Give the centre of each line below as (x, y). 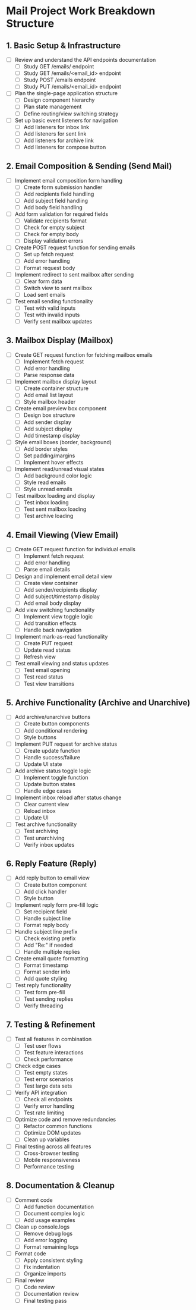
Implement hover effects (53, 462)
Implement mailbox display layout (56, 382)
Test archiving (41, 831)
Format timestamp (46, 965)
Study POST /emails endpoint (60, 80)
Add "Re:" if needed (48, 945)
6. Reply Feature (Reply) (51, 864)
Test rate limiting (44, 1113)
